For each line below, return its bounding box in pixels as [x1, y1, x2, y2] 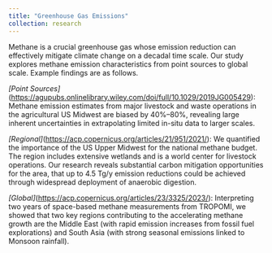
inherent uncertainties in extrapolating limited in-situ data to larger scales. [8, 118, 256, 128]
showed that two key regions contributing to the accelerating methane [8, 210, 244, 220]
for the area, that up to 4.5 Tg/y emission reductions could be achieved [8, 168, 246, 178]
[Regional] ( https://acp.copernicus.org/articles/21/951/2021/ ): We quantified [8, 133, 261, 143]
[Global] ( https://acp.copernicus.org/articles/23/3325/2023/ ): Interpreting [8, 193, 254, 203]
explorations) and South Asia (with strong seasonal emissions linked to [8, 227, 245, 237]
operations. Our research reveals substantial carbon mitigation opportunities [8, 159, 264, 169]
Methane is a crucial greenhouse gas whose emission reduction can [8, 41, 237, 51]
